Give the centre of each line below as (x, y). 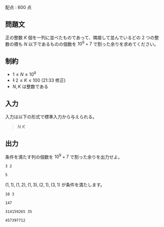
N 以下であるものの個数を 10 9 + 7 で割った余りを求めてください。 (91, 43)
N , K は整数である (30, 86)
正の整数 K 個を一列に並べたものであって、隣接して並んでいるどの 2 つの (80, 37)
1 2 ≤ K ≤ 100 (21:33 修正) (39, 80)
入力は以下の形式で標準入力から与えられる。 (51, 117)
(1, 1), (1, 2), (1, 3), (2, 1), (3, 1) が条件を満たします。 (55, 185)
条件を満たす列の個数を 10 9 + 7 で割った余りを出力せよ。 (64, 156)
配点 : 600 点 (18, 7)
